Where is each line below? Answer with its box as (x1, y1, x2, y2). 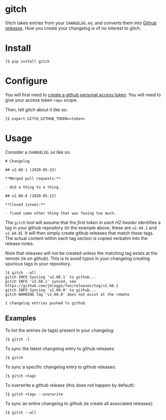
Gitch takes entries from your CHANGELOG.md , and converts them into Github (5, 20, 157, 26)
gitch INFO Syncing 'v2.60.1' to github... (5, 274, 97, 280)
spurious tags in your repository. (5, 260, 72, 266)
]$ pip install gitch (5, 59, 50, 64)
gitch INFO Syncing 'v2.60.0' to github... (5, 288, 97, 293)
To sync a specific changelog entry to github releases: (5, 363, 116, 370)
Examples (5, 314, 36, 323)
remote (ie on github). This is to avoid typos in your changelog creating (5, 255, 150, 261)
